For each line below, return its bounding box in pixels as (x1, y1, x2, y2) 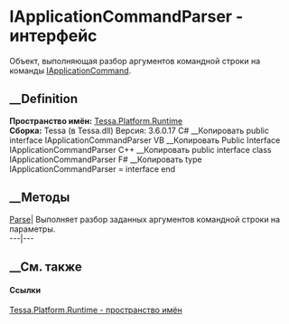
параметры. (9, 224, 56, 234)
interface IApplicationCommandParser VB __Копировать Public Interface (9, 134, 281, 146)
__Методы (9, 190, 70, 205)
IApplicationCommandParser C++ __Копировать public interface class (9, 144, 272, 155)
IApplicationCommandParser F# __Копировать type (9, 154, 202, 165)
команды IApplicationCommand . (9, 65, 132, 76)
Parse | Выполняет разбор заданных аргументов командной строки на (9, 214, 281, 224)
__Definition (9, 91, 79, 107)
